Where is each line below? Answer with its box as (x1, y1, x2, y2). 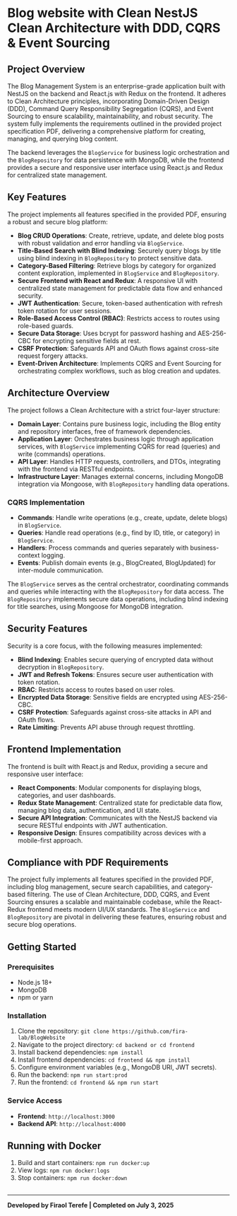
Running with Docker (7, 1140, 102, 1152)
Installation (7, 1010, 47, 1020)
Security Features (7, 623, 88, 635)
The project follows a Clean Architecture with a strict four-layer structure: (7, 405, 221, 415)
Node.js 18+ (17, 978, 53, 987)
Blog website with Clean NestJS (7, 5, 198, 21)
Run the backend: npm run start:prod (17, 1070, 128, 1079)
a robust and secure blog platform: (7, 217, 108, 226)
